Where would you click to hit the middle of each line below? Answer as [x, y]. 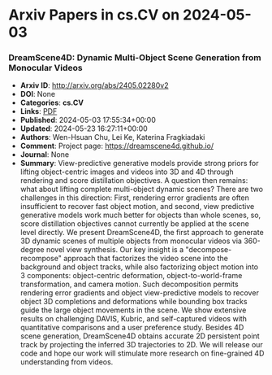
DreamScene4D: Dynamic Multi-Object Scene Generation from [135, 58]
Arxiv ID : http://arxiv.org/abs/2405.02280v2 [94, 85]
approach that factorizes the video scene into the [146, 259]
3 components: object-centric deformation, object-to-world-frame [131, 276]
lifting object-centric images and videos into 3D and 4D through [127, 172]
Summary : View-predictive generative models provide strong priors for [139, 164]
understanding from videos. [67, 362]
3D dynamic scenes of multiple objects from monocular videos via [131, 241]
